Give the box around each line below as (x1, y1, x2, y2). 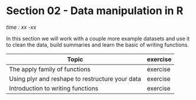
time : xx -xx (6, 24, 37, 31)
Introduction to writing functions (9, 84, 99, 92)
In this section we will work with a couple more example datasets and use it (6, 35, 190, 42)
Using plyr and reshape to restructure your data (9, 75, 142, 83)
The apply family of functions (9, 65, 91, 73)
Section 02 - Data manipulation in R (6, 4, 184, 18)
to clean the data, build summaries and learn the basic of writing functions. (6, 41, 189, 48)
